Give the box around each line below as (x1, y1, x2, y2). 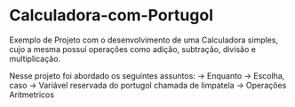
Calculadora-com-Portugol (9, 5, 213, 26)
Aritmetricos (9, 89, 55, 100)
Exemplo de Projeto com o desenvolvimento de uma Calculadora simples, (9, 34, 278, 45)
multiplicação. (9, 53, 60, 64)
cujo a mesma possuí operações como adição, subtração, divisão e (9, 43, 256, 54)
